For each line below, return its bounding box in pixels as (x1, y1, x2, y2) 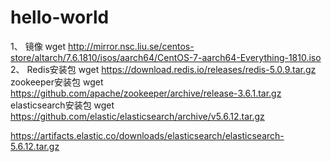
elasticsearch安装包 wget (10, 99, 115, 111)
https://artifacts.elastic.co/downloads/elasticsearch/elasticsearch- (10, 129, 285, 141)
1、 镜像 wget (10, 40, 67, 52)
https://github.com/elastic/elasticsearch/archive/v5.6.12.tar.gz (10, 110, 265, 122)
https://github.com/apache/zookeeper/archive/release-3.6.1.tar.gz (10, 87, 282, 99)
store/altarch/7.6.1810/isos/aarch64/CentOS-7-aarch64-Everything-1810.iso (10, 51, 322, 63)
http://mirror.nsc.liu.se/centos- (68, 40, 195, 52)
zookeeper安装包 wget (10, 76, 104, 88)
